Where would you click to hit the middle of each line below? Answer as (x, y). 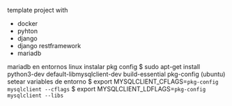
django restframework (49, 46)
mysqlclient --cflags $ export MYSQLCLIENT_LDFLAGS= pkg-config (107, 89)
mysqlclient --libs (36, 96)
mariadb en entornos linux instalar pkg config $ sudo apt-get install (104, 67)
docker (28, 23)
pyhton (28, 31)
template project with (38, 10)
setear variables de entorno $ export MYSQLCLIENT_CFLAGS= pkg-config (113, 82)
